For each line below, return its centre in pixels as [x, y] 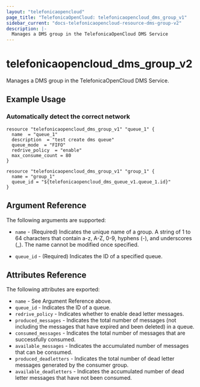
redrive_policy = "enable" [47, 150]
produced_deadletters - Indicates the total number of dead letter [95, 359]
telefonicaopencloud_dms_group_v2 [99, 64]
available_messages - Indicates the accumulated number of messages [102, 346]
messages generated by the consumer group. [72, 365]
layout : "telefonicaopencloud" [45, 12]
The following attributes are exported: [53, 289]
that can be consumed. [44, 352]
